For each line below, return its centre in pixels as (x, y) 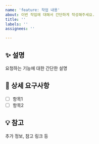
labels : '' (17, 24)
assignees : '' (20, 29)
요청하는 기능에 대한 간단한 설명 (36, 68)
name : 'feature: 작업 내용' (33, 10)
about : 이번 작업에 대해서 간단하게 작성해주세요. (50, 15)
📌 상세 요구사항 (27, 86)
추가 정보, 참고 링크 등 (27, 136)
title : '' (16, 19)
